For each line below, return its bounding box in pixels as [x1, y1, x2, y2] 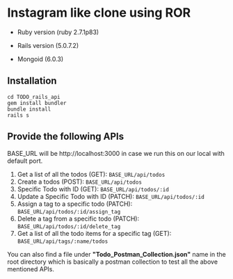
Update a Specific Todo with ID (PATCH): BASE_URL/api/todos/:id [17, 192, 205, 200]
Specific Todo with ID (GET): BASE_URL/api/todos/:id [17, 184, 169, 193]
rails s [7, 111, 30, 119]
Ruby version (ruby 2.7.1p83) [17, 28, 99, 36]
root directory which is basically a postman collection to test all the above [7, 257, 218, 266]
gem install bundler [7, 99, 67, 106]
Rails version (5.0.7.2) [17, 41, 79, 49]
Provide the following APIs [7, 131, 124, 143]
